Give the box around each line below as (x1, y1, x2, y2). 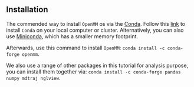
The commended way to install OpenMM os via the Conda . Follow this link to (6, 20, 186, 27)
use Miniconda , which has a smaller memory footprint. (6, 32, 139, 40)
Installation (6, 5, 48, 15)
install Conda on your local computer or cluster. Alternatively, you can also (6, 26, 184, 34)
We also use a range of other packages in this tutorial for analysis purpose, (6, 62, 189, 69)
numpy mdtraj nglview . (6, 74, 61, 81)
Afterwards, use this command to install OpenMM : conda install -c (6, 44, 165, 51)
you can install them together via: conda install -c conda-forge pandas (6, 68, 181, 75)
